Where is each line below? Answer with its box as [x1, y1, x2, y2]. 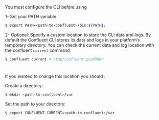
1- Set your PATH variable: [5, 14, 58, 19]
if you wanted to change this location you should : [5, 73, 106, 79]
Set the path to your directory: [5, 101, 66, 107]
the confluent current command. [5, 47, 71, 53]
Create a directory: [5, 82, 43, 88]
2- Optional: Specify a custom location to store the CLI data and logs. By [5, 32, 151, 38]
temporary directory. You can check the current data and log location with [5, 42, 154, 48]
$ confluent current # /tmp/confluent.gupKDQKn [5, 57, 104, 61]
